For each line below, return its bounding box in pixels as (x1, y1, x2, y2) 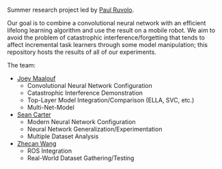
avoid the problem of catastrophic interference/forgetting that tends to (7, 33, 205, 42)
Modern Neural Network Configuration (27, 118, 136, 125)
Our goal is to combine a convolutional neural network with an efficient (7, 19, 206, 27)
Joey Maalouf (16, 74, 56, 82)
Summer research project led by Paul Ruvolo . (7, 6, 135, 14)
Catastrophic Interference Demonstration (27, 89, 143, 97)
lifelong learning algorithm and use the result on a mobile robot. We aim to (7, 27, 216, 34)
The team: (7, 61, 36, 69)
